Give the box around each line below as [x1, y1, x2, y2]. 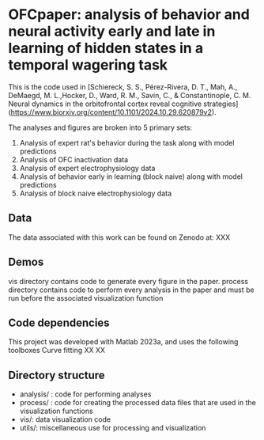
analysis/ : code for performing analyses [19, 389, 152, 399]
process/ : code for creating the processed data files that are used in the [19, 398, 257, 408]
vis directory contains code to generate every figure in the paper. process [8, 276, 249, 286]
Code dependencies [8, 316, 110, 329]
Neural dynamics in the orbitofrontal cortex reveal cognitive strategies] [8, 99, 239, 108]
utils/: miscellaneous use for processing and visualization [19, 423, 206, 433]
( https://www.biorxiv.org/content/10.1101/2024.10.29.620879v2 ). [8, 107, 217, 116]
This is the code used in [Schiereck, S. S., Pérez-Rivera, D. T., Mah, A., [8, 82, 238, 92]
